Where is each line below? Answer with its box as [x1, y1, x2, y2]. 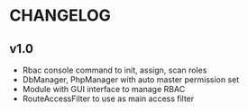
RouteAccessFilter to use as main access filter [22, 93, 195, 104]
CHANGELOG [9, 5, 111, 26]
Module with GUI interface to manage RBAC [22, 84, 186, 94]
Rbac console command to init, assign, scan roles [22, 64, 207, 75]
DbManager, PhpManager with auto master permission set [22, 74, 240, 85]
